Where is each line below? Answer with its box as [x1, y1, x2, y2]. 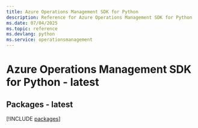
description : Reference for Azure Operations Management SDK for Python [6, 14, 193, 20]
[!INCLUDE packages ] [6, 115, 61, 122]
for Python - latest [6, 76, 99, 89]
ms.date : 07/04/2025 [6, 20, 58, 26]
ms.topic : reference [6, 25, 58, 32]
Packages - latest [6, 99, 73, 109]
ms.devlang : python [6, 31, 55, 37]
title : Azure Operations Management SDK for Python [6, 8, 138, 15]
